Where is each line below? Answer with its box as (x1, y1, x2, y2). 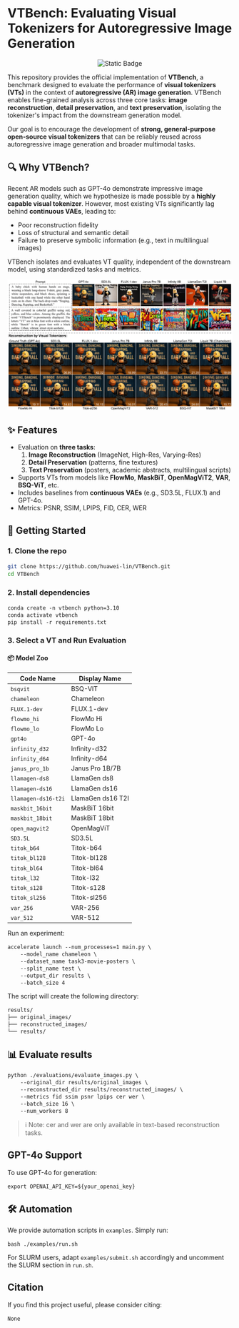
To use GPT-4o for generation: (7, 1168, 98, 1176)
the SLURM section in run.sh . (7, 1260, 94, 1269)
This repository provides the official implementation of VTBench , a (7, 73, 204, 81)
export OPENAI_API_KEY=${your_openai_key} (7, 1183, 136, 1190)
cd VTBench (7, 570, 40, 578)
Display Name (78, 674, 121, 683)
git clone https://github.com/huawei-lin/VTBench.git (7, 563, 171, 570)
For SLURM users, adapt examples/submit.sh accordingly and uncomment (7, 1253, 225, 1262)
